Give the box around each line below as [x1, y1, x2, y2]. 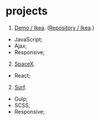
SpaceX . [14, 60, 35, 67]
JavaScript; [14, 36, 43, 43]
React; [14, 72, 31, 79]
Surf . [14, 83, 26, 91]
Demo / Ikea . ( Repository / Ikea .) [14, 24, 95, 31]
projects [5, 4, 49, 18]
